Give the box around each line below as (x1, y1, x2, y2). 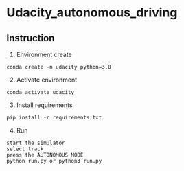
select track (6, 146, 44, 152)
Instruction (6, 32, 55, 44)
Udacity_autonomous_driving (6, 5, 178, 21)
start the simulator (6, 139, 66, 146)
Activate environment (16, 76, 78, 84)
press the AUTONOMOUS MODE (6, 152, 84, 159)
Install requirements (16, 101, 73, 109)
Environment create (16, 50, 73, 58)
